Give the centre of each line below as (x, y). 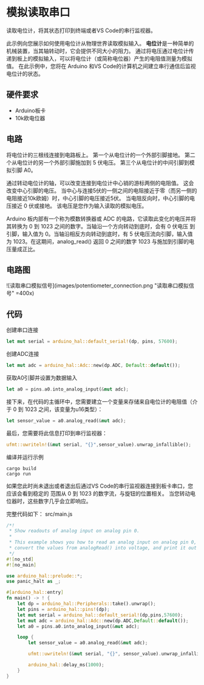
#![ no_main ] (21, 565)
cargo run (19, 474)
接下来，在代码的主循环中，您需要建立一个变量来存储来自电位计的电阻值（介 (102, 401)
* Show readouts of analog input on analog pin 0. (74, 531)
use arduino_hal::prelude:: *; (45, 576)
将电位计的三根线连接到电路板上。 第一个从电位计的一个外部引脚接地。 (95, 155)
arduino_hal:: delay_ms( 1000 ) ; (66, 665)
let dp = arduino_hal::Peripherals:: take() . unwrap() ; (87, 604)
